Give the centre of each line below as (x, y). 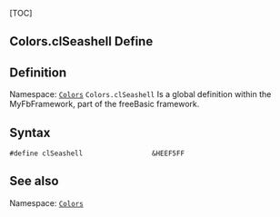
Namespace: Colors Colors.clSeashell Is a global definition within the (140, 94)
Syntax (30, 132)
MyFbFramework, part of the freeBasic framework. (105, 104)
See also (34, 181)
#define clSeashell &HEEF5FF (97, 153)
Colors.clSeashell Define (81, 41)
